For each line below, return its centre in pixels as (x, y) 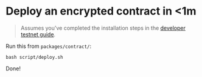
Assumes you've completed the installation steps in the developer (103, 28)
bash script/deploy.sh (34, 57)
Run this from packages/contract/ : (49, 46)
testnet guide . (38, 34)
